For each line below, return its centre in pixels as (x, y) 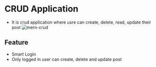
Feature (16, 43)
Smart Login (24, 54)
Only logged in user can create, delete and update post (67, 59)
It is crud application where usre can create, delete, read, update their (81, 22)
